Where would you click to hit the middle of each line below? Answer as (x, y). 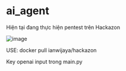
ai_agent (28, 11)
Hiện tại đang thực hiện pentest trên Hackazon (63, 27)
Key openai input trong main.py (44, 62)
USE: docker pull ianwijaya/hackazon (51, 50)
